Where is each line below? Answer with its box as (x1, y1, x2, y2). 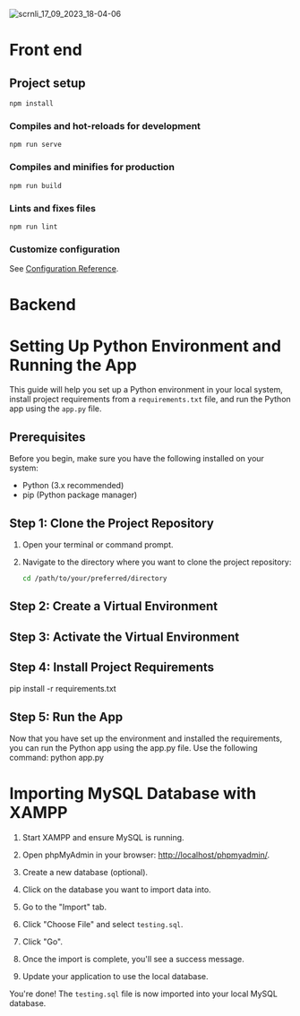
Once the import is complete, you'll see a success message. (21, 954, 244, 965)
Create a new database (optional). (21, 867, 149, 878)
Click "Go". (21, 936, 63, 947)
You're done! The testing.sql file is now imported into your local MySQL (9, 988, 278, 999)
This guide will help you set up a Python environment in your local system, (9, 384, 284, 395)
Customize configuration (9, 243, 121, 255)
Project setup (9, 75, 87, 90)
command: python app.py (9, 753, 105, 763)
